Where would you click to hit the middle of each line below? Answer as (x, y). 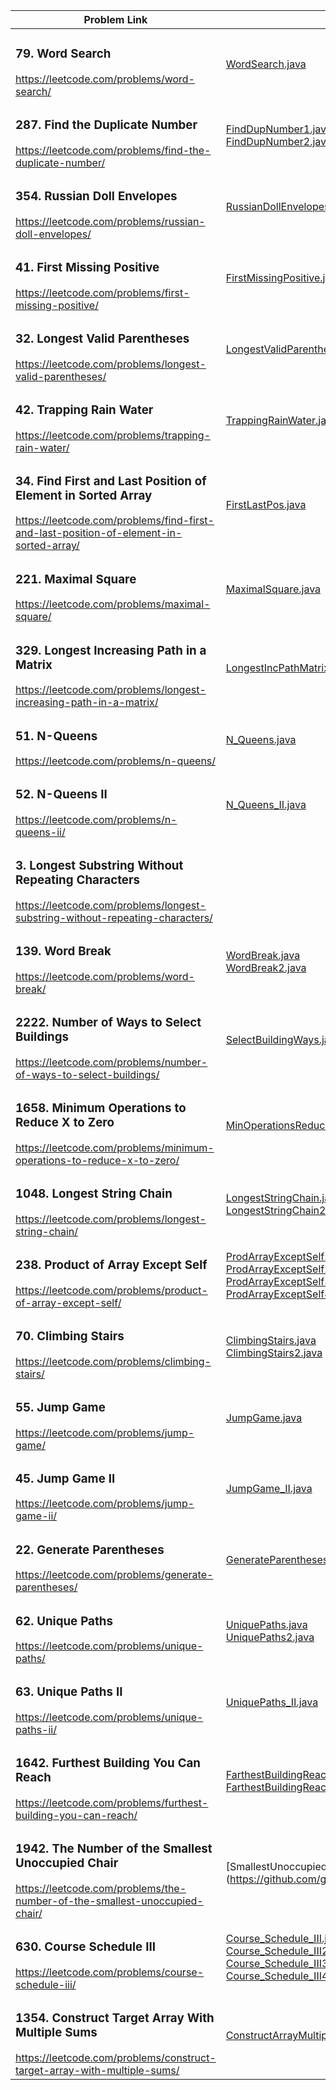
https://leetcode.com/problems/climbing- (113, 1361)
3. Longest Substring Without (99, 866)
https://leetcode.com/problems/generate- (114, 1575)
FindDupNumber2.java (279, 141)
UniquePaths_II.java (272, 1702)
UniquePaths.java (266, 1625)
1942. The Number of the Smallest (114, 1849)
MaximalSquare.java (273, 589)
